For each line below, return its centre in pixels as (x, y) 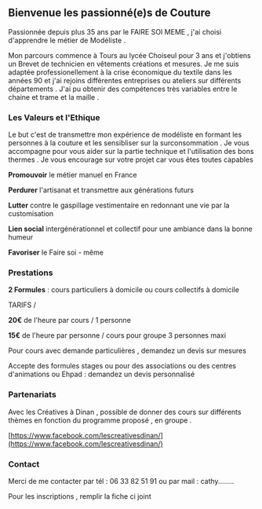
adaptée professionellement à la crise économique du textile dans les (120, 72)
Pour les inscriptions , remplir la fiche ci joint (80, 496)
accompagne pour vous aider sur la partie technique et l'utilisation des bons (131, 152)
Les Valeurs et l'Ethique (54, 117)
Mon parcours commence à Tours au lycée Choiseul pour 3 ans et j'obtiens (129, 55)
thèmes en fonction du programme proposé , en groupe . (100, 420)
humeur (21, 237)
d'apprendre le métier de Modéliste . (67, 40)
